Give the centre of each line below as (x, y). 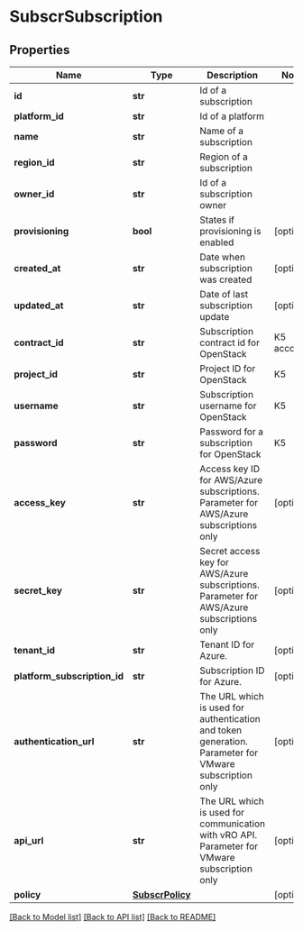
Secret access (230, 551)
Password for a (232, 432)
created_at (37, 268)
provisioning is (230, 231)
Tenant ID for (227, 644)
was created (226, 279)
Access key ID (230, 469)
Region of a (224, 157)
